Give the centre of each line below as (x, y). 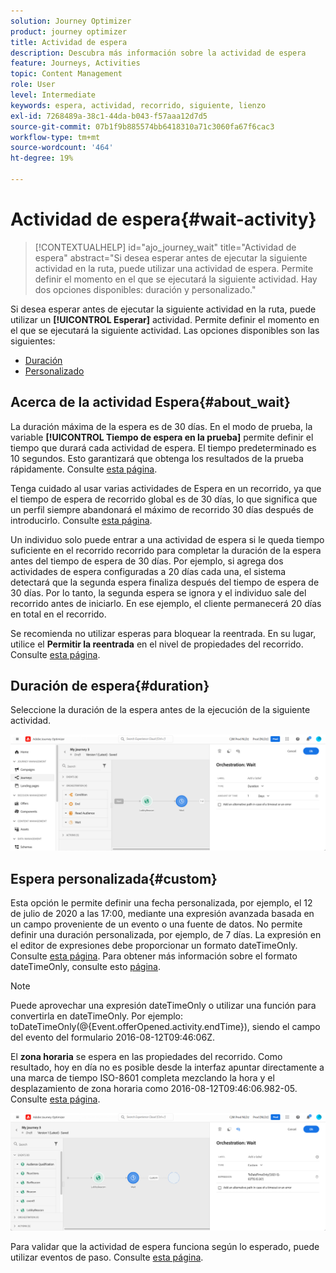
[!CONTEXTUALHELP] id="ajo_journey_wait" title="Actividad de (165, 247)
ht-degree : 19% (42, 158)
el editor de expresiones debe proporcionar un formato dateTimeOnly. (154, 946)
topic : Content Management (66, 74)
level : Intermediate (53, 95)
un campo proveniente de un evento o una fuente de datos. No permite (156, 924)
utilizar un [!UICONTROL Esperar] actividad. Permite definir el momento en (165, 319)
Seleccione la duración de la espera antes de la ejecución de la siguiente (160, 710)
